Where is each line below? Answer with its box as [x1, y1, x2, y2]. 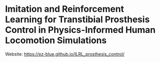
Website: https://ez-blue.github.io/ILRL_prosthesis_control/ [5, 51, 125, 57]
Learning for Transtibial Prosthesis [5, 14, 150, 25]
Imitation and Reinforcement [5, 3, 124, 15]
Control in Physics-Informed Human [5, 25, 156, 35]
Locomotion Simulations [5, 35, 107, 46]
